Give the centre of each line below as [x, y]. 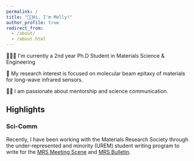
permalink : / [22, 11]
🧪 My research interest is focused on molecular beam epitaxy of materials [96, 73]
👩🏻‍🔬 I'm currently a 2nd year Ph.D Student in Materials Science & [86, 56]
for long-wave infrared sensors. [45, 80]
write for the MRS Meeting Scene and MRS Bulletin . [68, 152]
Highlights [26, 110]
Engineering [21, 62]
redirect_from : [25, 28]
